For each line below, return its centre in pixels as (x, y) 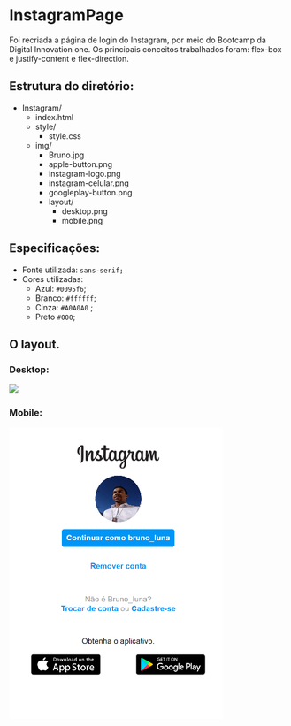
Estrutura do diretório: (72, 86)
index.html (54, 117)
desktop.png (84, 211)
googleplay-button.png (90, 192)
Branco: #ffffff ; (65, 298)
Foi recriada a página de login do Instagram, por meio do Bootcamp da (138, 40)
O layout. (34, 344)
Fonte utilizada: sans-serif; (73, 270)
